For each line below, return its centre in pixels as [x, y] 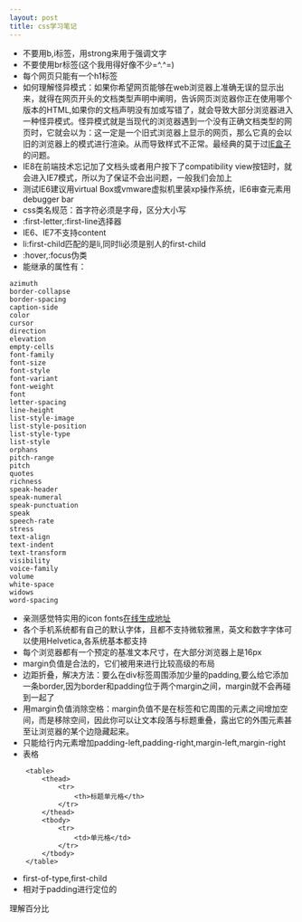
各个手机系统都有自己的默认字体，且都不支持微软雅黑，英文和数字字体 [153, 629]
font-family [32, 355]
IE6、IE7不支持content [64, 233]
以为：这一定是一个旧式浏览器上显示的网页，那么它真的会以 [181, 132]
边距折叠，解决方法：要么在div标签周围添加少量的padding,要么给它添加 [156, 674]
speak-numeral [36, 497]
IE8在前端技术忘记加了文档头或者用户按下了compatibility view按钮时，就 [157, 166]
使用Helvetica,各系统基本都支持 [89, 641]
